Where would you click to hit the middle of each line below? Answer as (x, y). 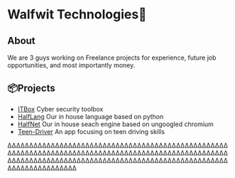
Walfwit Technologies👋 (77, 15)
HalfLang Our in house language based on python (91, 116)
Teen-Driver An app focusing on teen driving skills (91, 131)
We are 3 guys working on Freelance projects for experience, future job (112, 57)
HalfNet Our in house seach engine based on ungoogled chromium (116, 124)
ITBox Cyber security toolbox (60, 109)
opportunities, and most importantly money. (71, 65)
